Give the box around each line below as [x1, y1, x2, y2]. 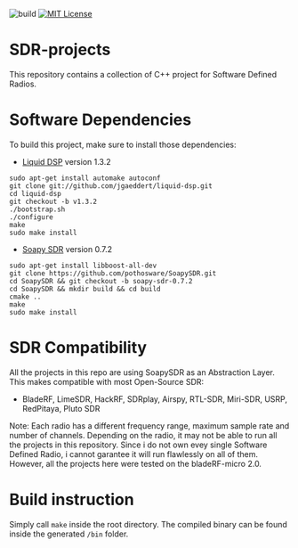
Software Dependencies [9, 110, 192, 130]
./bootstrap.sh [9, 205, 66, 214]
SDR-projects [9, 40, 111, 60]
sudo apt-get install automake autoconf [9, 174, 162, 183]
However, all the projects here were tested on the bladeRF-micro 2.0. [9, 458, 262, 469]
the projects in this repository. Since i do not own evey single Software [9, 439, 268, 450]
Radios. [9, 78, 37, 89]
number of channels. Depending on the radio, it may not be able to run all [9, 429, 278, 440]
